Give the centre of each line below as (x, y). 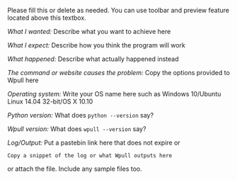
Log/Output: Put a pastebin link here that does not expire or (94, 142)
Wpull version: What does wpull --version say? (77, 129)
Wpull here (23, 80)
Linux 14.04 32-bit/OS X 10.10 (50, 101)
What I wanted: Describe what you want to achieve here (89, 32)
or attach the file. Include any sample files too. (75, 169)
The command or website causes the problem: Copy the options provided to (118, 73)
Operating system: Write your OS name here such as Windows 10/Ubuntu (114, 94)
